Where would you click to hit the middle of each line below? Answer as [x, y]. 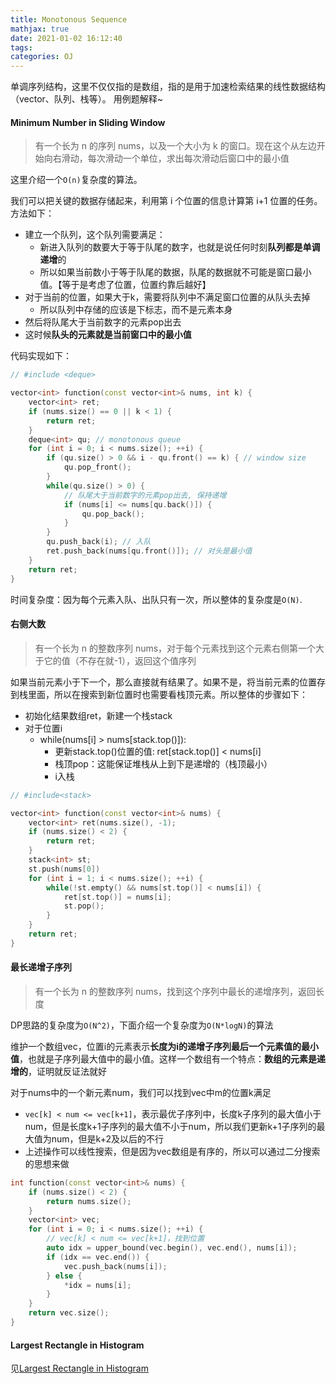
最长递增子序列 [41, 967]
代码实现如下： [41, 356]
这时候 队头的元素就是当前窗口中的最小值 [108, 335]
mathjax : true [40, 29]
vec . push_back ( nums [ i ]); [115, 1266]
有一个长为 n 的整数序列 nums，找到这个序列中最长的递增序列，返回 [175, 991]
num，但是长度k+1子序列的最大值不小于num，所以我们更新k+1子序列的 [170, 1126]
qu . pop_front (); [97, 467]
